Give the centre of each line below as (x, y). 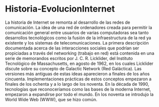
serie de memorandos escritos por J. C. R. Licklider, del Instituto (69, 58)
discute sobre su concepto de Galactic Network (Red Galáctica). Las (73, 68)
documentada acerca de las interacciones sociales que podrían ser (72, 48)
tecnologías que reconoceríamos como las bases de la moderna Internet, (78, 89)
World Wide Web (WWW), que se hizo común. (51, 99)
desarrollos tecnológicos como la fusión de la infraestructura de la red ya (78, 38)
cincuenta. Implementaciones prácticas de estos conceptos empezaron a (78, 79)
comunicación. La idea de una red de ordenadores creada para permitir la (79, 27)
